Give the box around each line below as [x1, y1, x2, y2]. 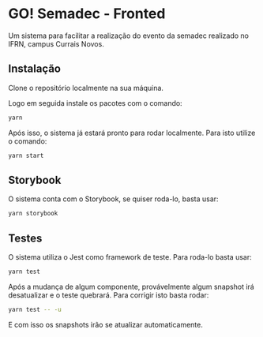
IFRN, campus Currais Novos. [8, 39, 104, 48]
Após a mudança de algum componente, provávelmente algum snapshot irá [8, 282, 254, 291]
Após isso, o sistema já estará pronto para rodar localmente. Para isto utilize [8, 128, 256, 137]
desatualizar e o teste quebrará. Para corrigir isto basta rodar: [8, 290, 209, 300]
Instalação [8, 62, 62, 76]
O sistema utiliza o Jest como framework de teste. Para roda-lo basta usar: [8, 253, 253, 261]
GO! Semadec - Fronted [8, 5, 166, 23]
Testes [8, 231, 43, 245]
